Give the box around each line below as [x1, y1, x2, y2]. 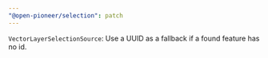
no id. [8, 41, 27, 52]
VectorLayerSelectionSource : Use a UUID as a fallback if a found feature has [8, 33, 260, 43]
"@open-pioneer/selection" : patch [8, 11, 124, 20]
